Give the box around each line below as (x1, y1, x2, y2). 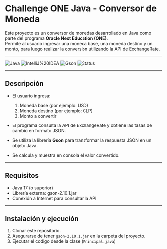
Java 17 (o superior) (12, 185, 53, 191)
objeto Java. (12, 142, 38, 148)
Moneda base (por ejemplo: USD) (19, 102, 88, 108)
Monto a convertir (19, 113, 57, 119)
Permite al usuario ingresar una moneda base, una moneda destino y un (5, 40, 153, 46)
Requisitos (5, 171, 39, 180)
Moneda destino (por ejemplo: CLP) (19, 108, 93, 114)
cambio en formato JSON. (12, 127, 66, 133)
